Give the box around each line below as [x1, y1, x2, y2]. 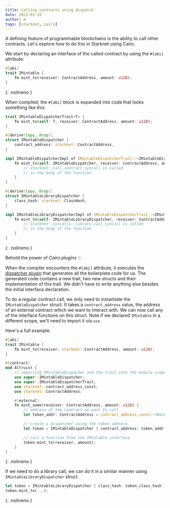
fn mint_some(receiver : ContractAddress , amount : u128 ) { [14, 403, 139, 408]
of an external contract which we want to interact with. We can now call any [5, 307, 163, 313]
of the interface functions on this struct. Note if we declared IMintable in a [5, 312, 160, 318]
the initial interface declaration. [5, 286, 70, 292]
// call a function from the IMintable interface [23, 435, 130, 440]
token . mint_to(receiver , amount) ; [23, 440, 96, 445]
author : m [5, 17, 26, 22]
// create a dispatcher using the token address [23, 421, 128, 426]
